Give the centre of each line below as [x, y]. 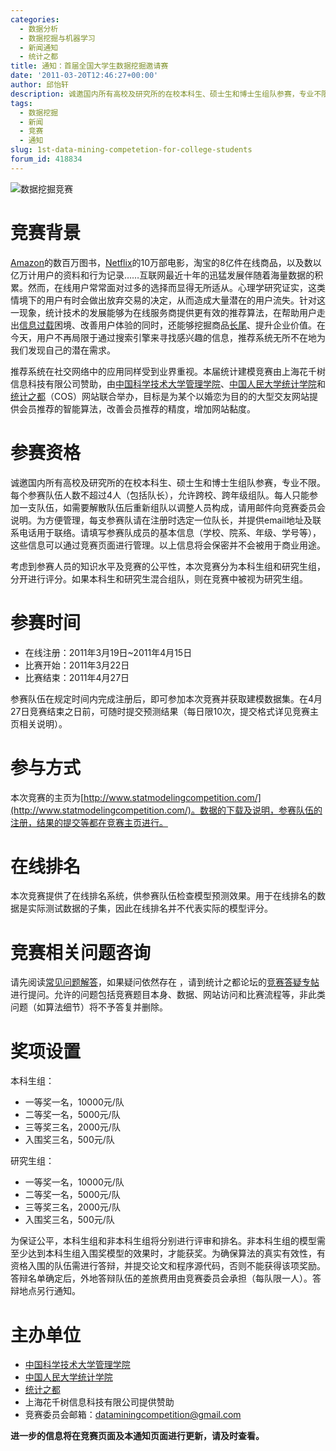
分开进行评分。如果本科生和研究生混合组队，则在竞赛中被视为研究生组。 [159, 578]
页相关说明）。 [39, 723]
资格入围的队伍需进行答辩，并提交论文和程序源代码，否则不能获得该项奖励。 [168, 1266]
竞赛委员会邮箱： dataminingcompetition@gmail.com [133, 1415]
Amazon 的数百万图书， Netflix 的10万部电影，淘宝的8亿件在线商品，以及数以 [166, 262]
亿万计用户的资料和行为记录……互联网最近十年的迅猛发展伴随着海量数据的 [162, 275]
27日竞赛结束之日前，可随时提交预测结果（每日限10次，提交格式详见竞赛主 [164, 711]
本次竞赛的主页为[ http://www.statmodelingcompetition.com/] [136, 797]
